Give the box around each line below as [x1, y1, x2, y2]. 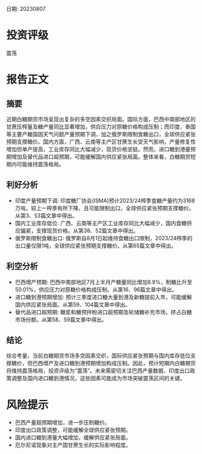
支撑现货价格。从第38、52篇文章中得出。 [35, 227, 139, 234]
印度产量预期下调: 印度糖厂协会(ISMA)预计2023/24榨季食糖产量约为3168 [14, 197, 195, 204]
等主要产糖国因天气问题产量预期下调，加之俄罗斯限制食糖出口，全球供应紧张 [6, 130, 196, 138]
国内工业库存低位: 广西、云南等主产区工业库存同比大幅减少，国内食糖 [14, 219, 187, 226]
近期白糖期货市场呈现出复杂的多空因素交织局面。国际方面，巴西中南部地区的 [6, 115, 196, 123]
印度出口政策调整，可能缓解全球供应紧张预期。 [14, 426, 131, 434]
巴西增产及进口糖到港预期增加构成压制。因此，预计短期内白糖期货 [32, 360, 196, 367]
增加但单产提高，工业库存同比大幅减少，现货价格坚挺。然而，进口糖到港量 [6, 145, 191, 153]
